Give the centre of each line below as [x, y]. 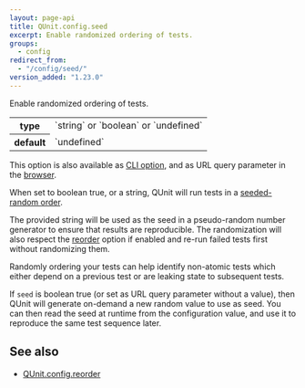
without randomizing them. [60, 248]
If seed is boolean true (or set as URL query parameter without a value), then [152, 294]
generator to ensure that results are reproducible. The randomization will [146, 229]
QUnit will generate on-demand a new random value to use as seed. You [145, 303]
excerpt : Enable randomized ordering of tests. [102, 35]
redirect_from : [38, 60]
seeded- [256, 192]
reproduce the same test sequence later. [86, 323]
